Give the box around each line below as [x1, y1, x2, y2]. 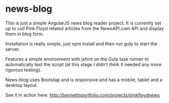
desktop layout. [5, 82, 38, 88]
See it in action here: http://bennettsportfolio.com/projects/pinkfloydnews [5, 92, 160, 98]
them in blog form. [5, 31, 44, 37]
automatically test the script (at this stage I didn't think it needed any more [5, 61, 162, 67]
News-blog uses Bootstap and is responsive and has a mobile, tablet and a [5, 76, 162, 83]
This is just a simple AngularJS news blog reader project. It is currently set [5, 20, 162, 26]
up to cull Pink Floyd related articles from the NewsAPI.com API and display [5, 25, 164, 31]
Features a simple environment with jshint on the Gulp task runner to [5, 56, 149, 62]
